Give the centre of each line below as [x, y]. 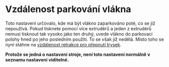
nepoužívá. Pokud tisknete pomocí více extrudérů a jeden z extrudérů [78, 28]
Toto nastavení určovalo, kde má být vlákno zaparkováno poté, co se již [80, 23]
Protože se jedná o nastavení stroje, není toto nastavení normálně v [78, 54]
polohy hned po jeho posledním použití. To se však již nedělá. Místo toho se [85, 39]
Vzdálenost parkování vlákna [68, 9]
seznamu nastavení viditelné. [37, 59]
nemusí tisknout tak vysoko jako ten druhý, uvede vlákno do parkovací [79, 34]
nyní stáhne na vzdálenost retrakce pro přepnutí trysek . [63, 44]
